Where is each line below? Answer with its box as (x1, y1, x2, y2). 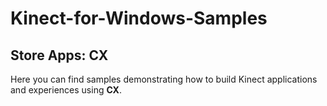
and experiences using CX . (10, 84, 122, 96)
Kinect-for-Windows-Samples (10, 7, 268, 30)
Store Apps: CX (10, 47, 109, 64)
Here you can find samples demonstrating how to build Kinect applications (10, 73, 318, 85)
